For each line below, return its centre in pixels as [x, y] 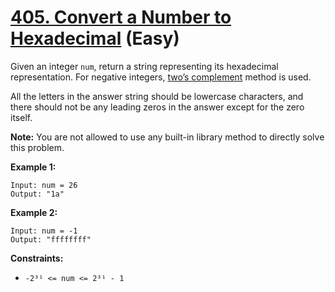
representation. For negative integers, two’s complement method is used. [161, 77]
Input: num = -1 [44, 231]
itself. [21, 117]
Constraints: [37, 258]
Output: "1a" [37, 194]
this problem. [37, 147]
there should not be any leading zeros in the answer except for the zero [157, 107]
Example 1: [33, 167]
